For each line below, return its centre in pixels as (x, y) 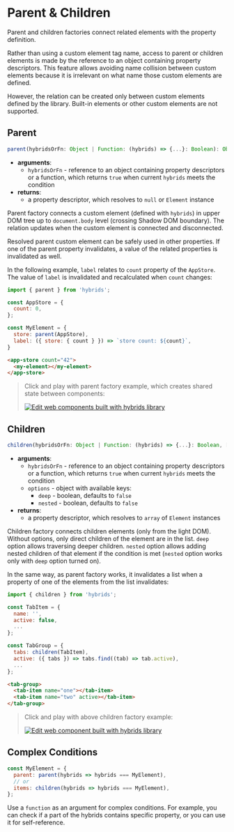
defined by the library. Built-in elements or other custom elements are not (112, 103)
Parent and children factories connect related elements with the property (112, 32)
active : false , (36, 620)
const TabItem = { (34, 607)
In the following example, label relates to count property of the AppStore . (111, 269)
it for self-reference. (36, 823)
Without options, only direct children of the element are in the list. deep (108, 538)
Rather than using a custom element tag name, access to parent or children (115, 53)
